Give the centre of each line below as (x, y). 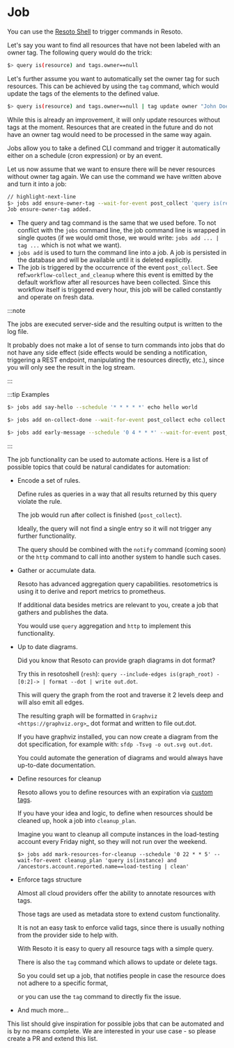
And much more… (43, 1010)
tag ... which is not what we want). (69, 245)
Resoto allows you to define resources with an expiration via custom (115, 792)
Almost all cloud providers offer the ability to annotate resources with (116, 893)
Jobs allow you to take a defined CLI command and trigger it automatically (114, 148)
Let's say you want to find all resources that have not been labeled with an (114, 45)
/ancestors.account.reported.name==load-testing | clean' (103, 866)
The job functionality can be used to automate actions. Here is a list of (108, 459)
